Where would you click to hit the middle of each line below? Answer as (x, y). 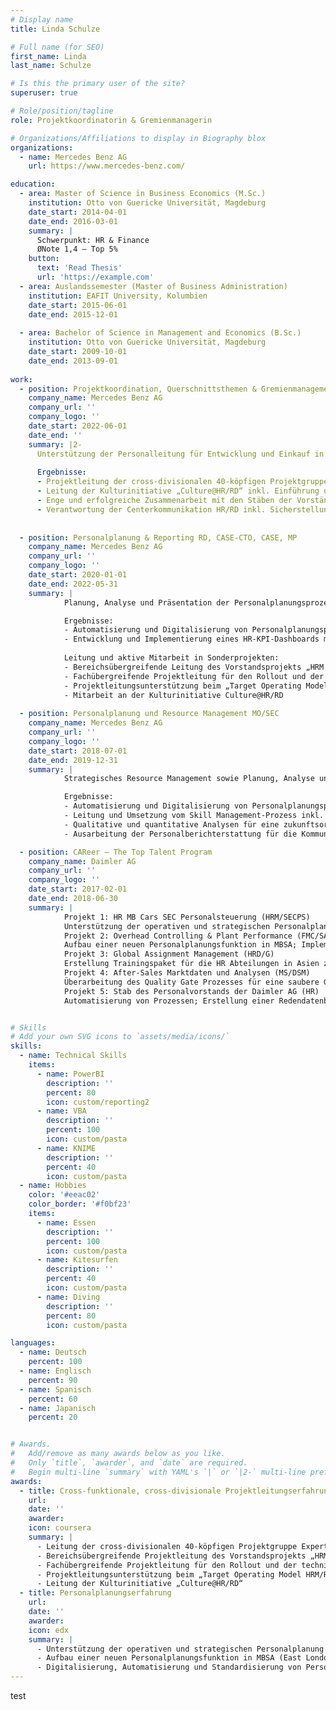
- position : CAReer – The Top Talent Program (116, 852)
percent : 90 (53, 1380)
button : (44, 259)
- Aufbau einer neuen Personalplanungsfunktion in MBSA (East (169, 1658)
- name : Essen (66, 1222)
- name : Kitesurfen (77, 1260)
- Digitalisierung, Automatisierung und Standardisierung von (169, 1667)
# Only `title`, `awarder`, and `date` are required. (129, 1463)
